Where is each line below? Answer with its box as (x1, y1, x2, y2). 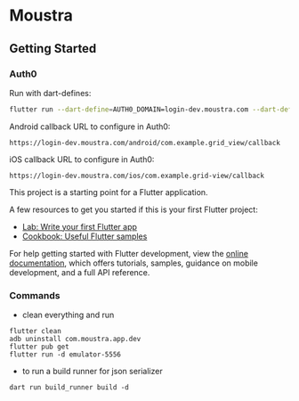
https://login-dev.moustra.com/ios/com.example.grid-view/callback (9, 171, 265, 180)
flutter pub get (9, 342, 69, 352)
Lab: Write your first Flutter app (21, 221, 138, 232)
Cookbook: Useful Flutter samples (21, 231, 148, 241)
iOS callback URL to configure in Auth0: (9, 153, 155, 165)
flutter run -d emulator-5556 (9, 350, 122, 359)
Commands (9, 289, 61, 301)
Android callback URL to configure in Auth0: (9, 121, 171, 132)
